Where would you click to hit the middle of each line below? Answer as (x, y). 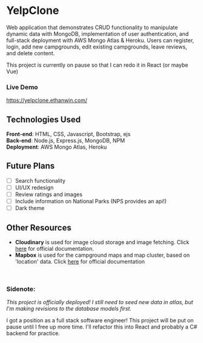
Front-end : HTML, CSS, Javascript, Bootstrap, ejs (68, 134)
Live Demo (22, 87)
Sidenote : (21, 289)
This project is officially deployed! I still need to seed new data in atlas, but (100, 302)
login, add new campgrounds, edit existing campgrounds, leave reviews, (97, 47)
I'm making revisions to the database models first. (69, 309)
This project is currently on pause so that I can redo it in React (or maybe (97, 65)
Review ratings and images (49, 194)
